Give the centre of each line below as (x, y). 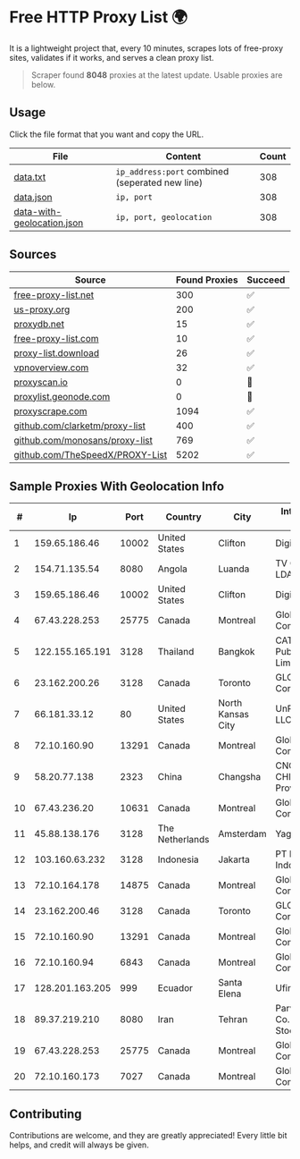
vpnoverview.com (51, 368)
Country (184, 517)
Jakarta (234, 859)
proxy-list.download (57, 352)
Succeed (266, 280)
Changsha (240, 777)
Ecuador (175, 988)
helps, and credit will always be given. (79, 1145)
